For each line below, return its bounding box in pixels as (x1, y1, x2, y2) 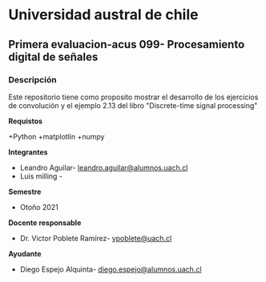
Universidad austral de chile (8, 6, 199, 24)
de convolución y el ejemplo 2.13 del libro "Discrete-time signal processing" (8, 100, 258, 110)
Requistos (8, 116, 42, 126)
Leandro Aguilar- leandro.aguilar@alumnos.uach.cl (19, 163, 188, 172)
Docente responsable (8, 218, 82, 228)
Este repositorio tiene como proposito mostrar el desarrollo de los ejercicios (8, 92, 259, 102)
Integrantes (8, 147, 48, 157)
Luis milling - (19, 171, 62, 181)
